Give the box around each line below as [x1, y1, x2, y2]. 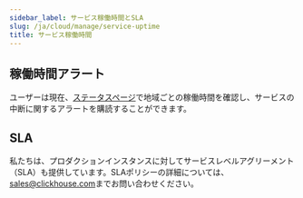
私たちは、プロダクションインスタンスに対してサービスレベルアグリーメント [9, 155, 295, 166]
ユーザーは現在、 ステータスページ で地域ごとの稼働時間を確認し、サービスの [9, 92, 295, 103]
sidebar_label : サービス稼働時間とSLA [9, 13, 143, 23]
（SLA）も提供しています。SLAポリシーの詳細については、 [9, 167, 230, 177]
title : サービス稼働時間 [9, 30, 93, 39]
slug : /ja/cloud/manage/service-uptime [9, 22, 161, 31]
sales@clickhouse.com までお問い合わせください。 [9, 178, 200, 189]
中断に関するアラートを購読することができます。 [9, 104, 192, 114]
